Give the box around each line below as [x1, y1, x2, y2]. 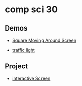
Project [5, 62, 28, 71]
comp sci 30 [5, 4, 58, 15]
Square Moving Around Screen [12, 37, 77, 43]
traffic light [12, 47, 35, 53]
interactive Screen [12, 75, 51, 81]
